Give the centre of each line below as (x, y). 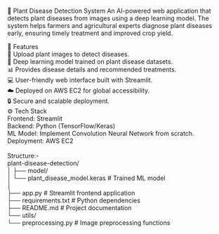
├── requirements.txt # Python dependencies (74, 200)
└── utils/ (22, 215)
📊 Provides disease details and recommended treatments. (92, 69)
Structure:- (23, 156)
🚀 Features (23, 47)
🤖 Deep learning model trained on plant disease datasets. (90, 62)
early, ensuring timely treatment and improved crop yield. (90, 33)
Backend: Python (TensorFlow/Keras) (61, 126)
